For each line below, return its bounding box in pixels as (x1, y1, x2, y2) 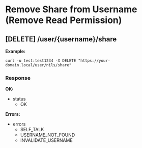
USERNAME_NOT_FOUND (20, 132, 75, 138)
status (12, 96, 26, 102)
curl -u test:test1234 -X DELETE (5, 58, 76, 63)
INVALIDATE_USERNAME (20, 137, 73, 143)
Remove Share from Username (5, 4, 137, 15)
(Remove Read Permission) (5, 14, 122, 26)
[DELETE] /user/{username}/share (5, 35, 117, 43)
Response (5, 74, 31, 81)
